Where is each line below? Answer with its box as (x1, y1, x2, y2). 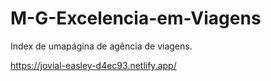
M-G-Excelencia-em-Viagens (10, 7, 262, 30)
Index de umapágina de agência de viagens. (10, 40, 193, 52)
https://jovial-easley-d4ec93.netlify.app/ (10, 59, 177, 71)
